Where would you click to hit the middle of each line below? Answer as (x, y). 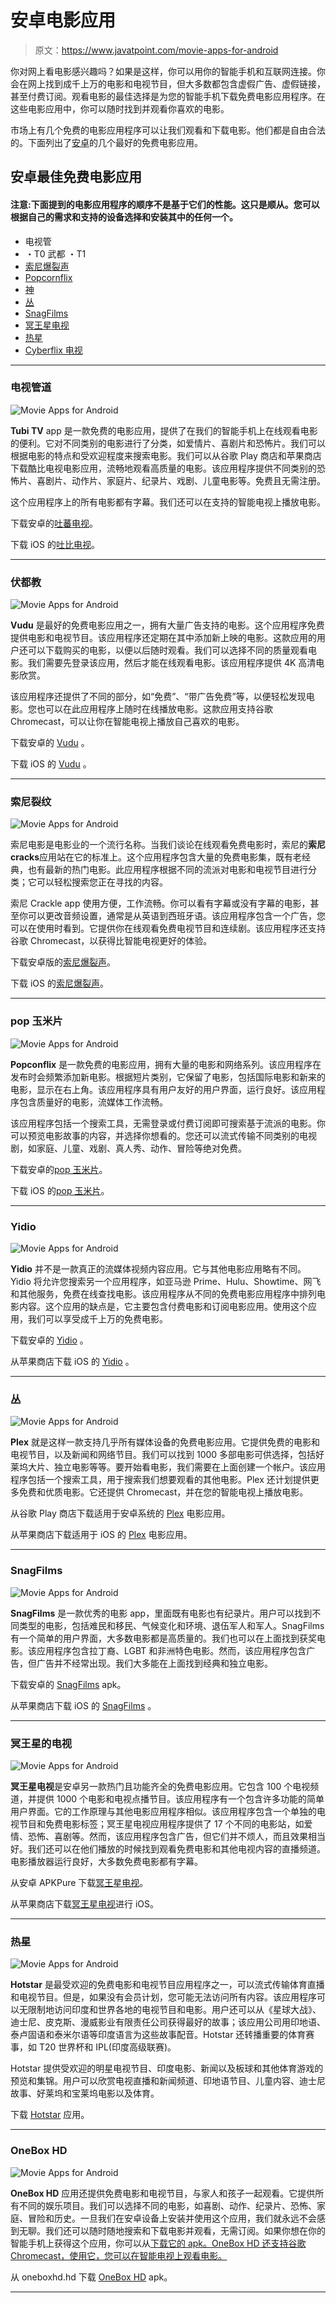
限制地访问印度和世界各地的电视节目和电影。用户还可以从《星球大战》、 (174, 2010)
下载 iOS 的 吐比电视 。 (55, 544)
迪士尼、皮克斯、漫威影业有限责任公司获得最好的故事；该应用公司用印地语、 (168, 2022)
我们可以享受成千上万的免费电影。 (97, 1319)
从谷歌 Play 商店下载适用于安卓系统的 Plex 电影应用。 (120, 1513)
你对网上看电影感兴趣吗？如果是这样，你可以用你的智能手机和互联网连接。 (163, 71)
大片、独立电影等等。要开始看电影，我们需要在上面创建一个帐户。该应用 (176, 1467)
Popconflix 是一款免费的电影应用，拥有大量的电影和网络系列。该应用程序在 (166, 1064)
